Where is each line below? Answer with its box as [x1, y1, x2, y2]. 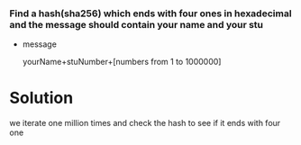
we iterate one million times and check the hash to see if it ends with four [9, 118, 281, 129]
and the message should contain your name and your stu [9, 18, 264, 31]
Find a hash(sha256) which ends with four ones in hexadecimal [9, 7, 292, 20]
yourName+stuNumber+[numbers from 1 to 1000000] [22, 57, 222, 68]
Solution [9, 88, 74, 108]
